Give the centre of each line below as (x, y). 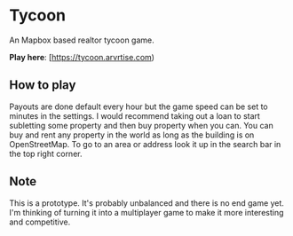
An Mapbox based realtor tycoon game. (82, 40)
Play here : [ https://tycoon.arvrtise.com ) (82, 57)
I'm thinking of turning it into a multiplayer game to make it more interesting (146, 212)
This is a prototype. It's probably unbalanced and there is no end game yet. (146, 203)
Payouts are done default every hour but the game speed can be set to (139, 106)
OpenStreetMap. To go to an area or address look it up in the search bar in (145, 144)
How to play (43, 85)
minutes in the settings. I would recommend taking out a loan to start (135, 115)
